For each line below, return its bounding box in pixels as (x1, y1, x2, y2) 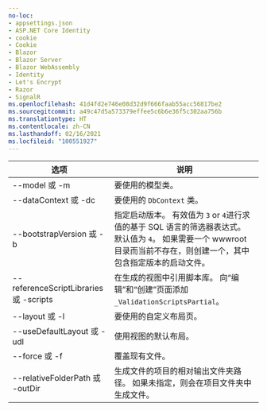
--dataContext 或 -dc (12, 194, 95, 205)
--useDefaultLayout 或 (12, 325, 99, 336)
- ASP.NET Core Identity (8, 26, 91, 34)
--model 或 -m (12, 180, 71, 191)
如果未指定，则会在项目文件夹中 (132, 377, 252, 388)
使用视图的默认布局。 (114, 331, 195, 342)
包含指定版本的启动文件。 (114, 257, 211, 268)
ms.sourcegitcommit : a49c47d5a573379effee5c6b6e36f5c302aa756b (8, 108, 222, 116)
